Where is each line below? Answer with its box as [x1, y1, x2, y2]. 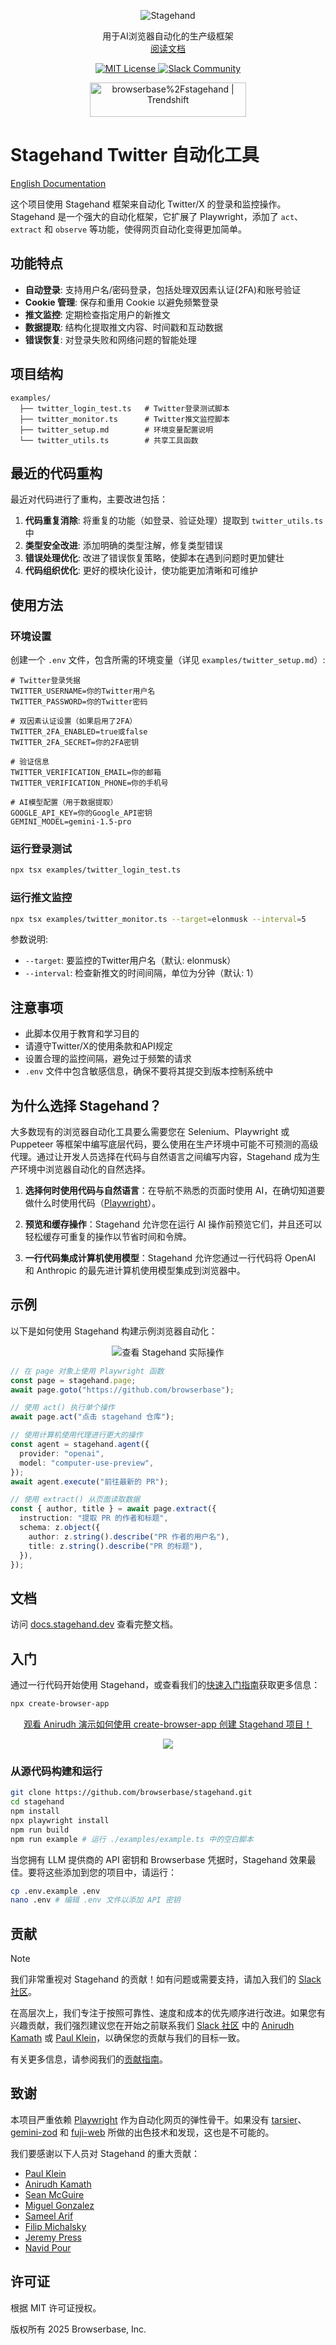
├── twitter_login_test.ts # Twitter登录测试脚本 [19, 403, 230, 414]
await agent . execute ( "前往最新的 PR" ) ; [10, 1476, 169, 1487]
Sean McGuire [24, 2188, 85, 2200]
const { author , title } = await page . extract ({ [10, 1504, 217, 1514]
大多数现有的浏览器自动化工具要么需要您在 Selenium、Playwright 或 [10, 1126, 290, 1138]
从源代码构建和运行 [10, 1764, 103, 1778]
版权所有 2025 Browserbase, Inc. [10, 2323, 147, 2335]
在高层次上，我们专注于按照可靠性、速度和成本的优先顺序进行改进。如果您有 [10, 2007, 326, 2019]
